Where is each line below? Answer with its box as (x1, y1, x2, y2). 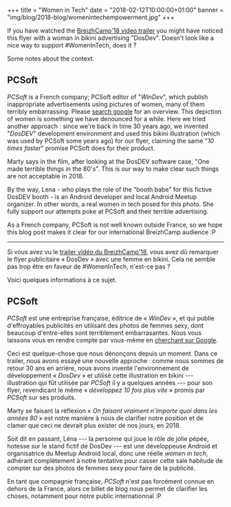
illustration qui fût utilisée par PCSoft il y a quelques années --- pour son (7, 378, 213, 386)
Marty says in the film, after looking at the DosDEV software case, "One (7, 157, 210, 165)
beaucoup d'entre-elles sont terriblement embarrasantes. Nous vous (7, 329, 201, 337)
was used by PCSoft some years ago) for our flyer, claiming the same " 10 (7, 136, 214, 145)
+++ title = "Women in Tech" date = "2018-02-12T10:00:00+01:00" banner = (7, 6, 224, 14)
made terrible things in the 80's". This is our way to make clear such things (7, 165, 219, 173)
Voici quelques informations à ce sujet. (7, 276, 117, 284)
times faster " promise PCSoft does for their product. (7, 144, 155, 152)
